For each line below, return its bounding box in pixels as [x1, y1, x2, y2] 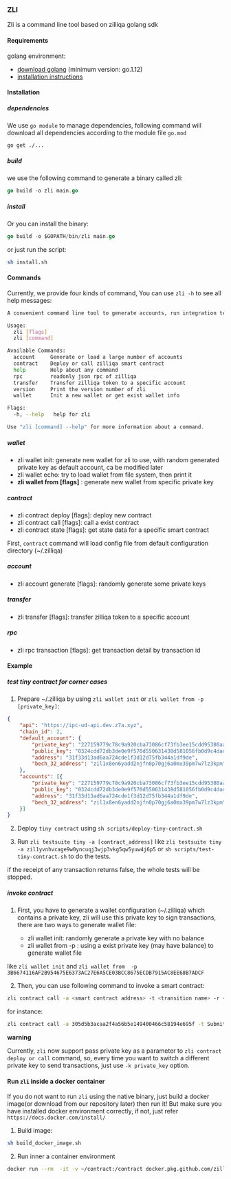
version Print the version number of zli [13, 386, 146, 393]
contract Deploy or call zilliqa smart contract [13, 360, 165, 367]
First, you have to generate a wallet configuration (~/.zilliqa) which [16, 906, 205, 915]
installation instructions [16, 72, 83, 81]
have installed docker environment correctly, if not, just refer [7, 1107, 179, 1116]
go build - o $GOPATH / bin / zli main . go [7, 232, 115, 239]
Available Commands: [7, 347, 67, 355]
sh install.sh [7, 259, 48, 266]
